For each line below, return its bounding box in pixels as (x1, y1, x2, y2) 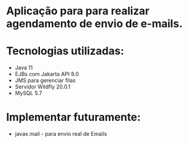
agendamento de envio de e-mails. (6, 17, 183, 31)
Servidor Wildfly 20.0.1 (14, 83, 71, 90)
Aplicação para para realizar (6, 4, 150, 18)
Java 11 (14, 64, 33, 71)
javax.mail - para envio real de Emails (14, 130, 107, 138)
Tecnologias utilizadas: (6, 44, 125, 58)
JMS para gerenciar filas (14, 77, 76, 84)
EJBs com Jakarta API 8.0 (14, 71, 79, 78)
